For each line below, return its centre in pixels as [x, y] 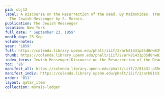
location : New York [25, 28]
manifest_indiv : [22, 73]
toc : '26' [15, 64]
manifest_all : [20, 69]
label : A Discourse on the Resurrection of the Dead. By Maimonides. [78, 14]
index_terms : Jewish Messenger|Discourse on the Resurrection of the [78, 60]
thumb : [12, 55]
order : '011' [18, 78]
